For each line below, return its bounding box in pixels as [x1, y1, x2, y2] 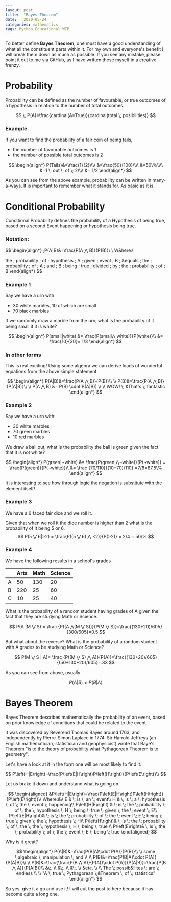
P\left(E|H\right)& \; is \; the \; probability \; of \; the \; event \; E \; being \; [9, 813, 163, 819]
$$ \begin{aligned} [8, 791, 48, 797]
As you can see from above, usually [5, 669, 81, 676]
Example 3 [5, 498, 32, 505]
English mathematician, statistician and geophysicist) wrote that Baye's [5, 741, 155, 747]
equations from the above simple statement [5, 368, 97, 375]
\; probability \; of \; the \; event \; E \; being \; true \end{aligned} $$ [14, 829, 157, 835]
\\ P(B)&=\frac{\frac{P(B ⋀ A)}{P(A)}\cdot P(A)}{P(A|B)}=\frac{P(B [27, 860, 166, 866]
